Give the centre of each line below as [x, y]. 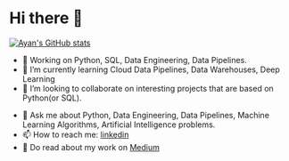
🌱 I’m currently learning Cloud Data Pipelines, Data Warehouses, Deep [151, 69]
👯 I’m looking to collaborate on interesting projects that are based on [148, 88]
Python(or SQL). [52, 98]
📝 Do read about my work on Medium [91, 147]
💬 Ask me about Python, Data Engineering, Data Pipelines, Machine [146, 115]
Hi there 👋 [46, 18]
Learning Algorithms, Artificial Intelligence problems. [119, 125]
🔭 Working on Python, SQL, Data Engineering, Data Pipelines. [134, 60]
